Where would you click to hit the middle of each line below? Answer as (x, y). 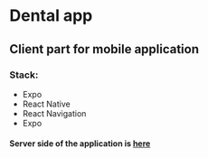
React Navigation (54, 113)
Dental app (51, 16)
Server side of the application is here (80, 144)
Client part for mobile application (104, 49)
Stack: (24, 75)
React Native (46, 104)
